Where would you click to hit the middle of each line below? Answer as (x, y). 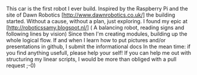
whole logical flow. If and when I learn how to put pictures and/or (86, 40)
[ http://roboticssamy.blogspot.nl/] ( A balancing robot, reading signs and (95, 27)
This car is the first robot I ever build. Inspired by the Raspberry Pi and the (97, 9)
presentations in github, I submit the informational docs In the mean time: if (98, 46)
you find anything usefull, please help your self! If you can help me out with (99, 53)
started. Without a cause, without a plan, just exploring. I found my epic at (97, 21)
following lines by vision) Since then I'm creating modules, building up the (97, 34)
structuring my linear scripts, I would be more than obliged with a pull (91, 59)
